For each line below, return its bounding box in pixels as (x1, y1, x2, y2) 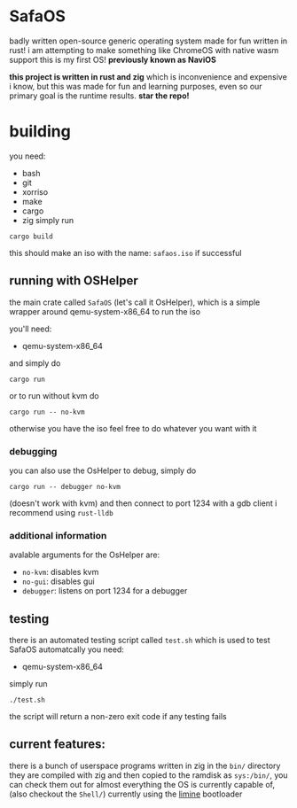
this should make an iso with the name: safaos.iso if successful (9, 247, 242, 258)
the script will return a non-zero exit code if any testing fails (9, 711, 228, 722)
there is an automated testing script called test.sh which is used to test (9, 635, 270, 646)
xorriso (21, 186, 49, 197)
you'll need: (9, 323, 52, 334)
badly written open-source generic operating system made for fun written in (9, 35, 288, 46)
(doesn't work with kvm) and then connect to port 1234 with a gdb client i (9, 498, 277, 509)
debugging (9, 445, 58, 457)
